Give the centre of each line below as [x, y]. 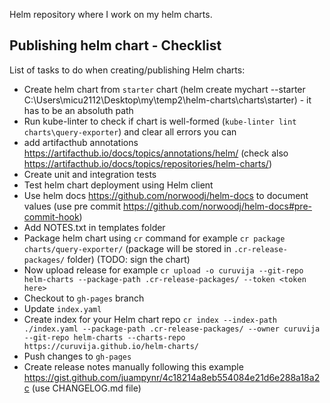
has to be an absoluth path [78, 110]
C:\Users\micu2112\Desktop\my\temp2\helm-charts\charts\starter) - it [167, 100]
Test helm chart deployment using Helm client [118, 185]
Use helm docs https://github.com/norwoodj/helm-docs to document [166, 195]
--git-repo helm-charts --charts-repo [104, 337]
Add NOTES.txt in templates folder [94, 227]
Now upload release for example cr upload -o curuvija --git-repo [163, 270]
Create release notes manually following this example [133, 366]
